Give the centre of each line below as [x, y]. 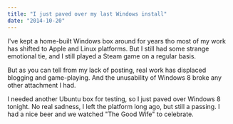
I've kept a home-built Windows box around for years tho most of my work [117, 41]
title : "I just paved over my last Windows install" [87, 14]
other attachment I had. [42, 85]
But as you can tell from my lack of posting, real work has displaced [107, 70]
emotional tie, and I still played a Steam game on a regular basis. [102, 56]
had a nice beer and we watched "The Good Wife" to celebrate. [100, 114]
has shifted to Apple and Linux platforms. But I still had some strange [108, 48]
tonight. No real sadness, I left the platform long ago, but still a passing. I [114, 106]
